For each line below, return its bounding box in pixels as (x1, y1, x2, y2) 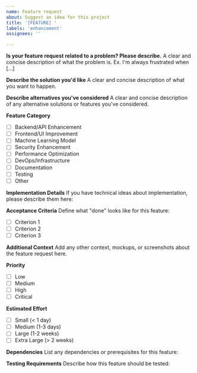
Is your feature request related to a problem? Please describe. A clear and (6, 52, 191, 59)
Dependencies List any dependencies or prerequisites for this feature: (6, 349, 179, 356)
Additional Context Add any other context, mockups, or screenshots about (6, 244, 190, 251)
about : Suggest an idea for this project (6, 14, 110, 20)
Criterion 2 (14, 225, 42, 232)
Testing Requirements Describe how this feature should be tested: (6, 360, 170, 367)
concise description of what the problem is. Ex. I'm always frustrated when (6, 59, 189, 66)
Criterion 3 (14, 232, 42, 239)
